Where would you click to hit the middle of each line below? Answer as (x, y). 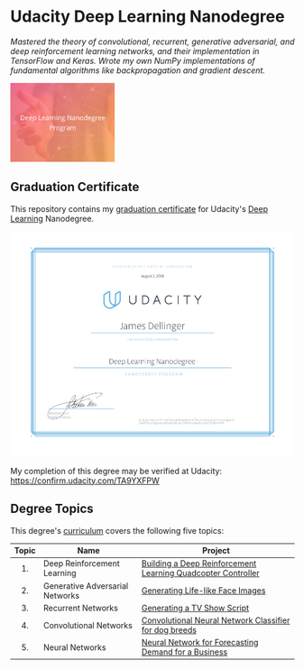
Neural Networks (74, 647)
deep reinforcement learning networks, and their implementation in (135, 50)
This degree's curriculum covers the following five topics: (117, 530)
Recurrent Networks (80, 608)
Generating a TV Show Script (195, 608)
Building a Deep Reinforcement (199, 564)
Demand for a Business (184, 652)
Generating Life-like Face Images (203, 591)
